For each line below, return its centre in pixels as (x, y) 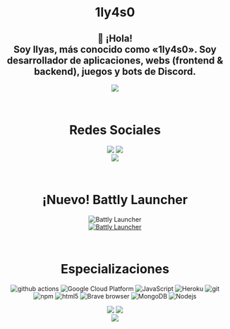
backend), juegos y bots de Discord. (115, 71)
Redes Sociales (115, 130)
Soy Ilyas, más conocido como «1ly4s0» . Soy (115, 49)
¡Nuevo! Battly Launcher (115, 200)
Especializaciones (115, 269)
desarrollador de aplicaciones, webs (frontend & (115, 60)
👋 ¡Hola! (115, 38)
